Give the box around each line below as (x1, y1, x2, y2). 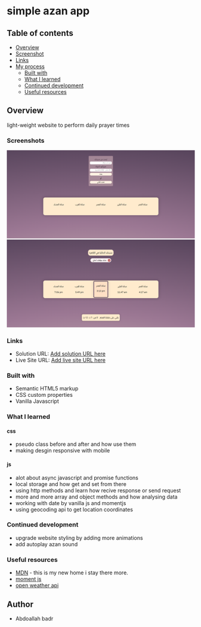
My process (15, 63, 45, 70)
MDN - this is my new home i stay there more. (15, 569, 129, 576)
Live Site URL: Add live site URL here (15, 356, 106, 363)
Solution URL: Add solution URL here (15, 350, 106, 357)
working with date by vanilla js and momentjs (15, 499, 126, 506)
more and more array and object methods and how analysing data (15, 493, 178, 500)
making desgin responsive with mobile (15, 447, 110, 454)
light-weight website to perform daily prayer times (7, 121, 130, 129)
